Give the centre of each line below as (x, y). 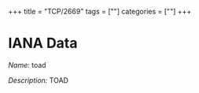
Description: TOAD (39, 80)
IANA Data (43, 43)
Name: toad (27, 65)
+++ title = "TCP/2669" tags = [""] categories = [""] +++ (100, 11)
